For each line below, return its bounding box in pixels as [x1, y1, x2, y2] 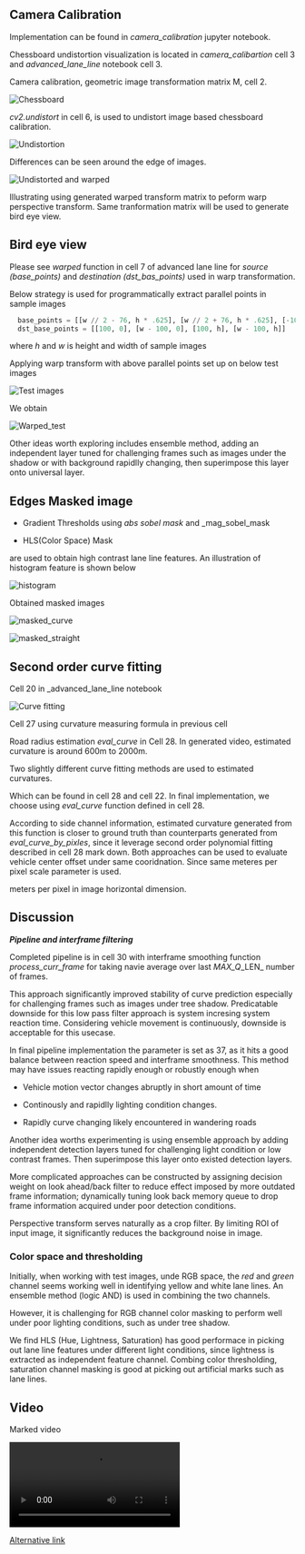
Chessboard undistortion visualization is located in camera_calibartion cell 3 [9, 49, 295, 60]
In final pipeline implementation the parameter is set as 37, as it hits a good [9, 1044, 289, 1055]
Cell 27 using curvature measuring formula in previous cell [9, 718, 229, 729]
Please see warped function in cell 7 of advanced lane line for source [9, 261, 269, 272]
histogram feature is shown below [9, 562, 136, 573]
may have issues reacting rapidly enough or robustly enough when [9, 1064, 260, 1074]
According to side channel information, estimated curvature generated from [9, 817, 292, 828]
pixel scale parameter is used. [9, 866, 122, 876]
